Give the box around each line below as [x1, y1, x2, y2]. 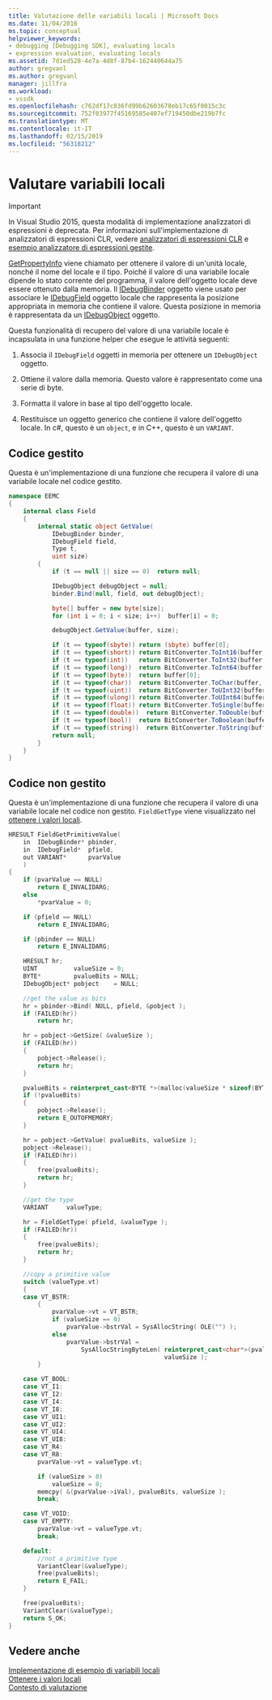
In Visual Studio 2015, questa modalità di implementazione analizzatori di [8, 217, 251, 227]
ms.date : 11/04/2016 [8, 19, 79, 28]
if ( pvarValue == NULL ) [23, 876, 104, 884]
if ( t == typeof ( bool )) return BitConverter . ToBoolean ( [51, 716, 249, 725]
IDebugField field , [51, 538, 117, 546]
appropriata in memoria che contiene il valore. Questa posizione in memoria [8, 301, 261, 312]
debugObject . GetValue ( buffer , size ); [51, 627, 180, 635]
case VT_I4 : [23, 1397, 63, 1405]
